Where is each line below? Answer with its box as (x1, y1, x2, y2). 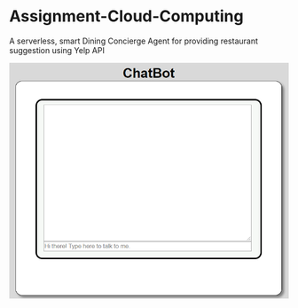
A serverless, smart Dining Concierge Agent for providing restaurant (9, 36, 259, 46)
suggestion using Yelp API (9, 44, 105, 55)
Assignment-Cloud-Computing (9, 6, 244, 27)
